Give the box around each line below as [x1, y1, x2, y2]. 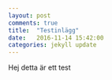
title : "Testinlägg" [8, 26, 80, 34]
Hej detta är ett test [8, 63, 71, 72]
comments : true [8, 19, 58, 27]
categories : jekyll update [8, 41, 97, 49]
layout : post [8, 11, 51, 20]
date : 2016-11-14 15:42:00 [8, 33, 104, 42]
